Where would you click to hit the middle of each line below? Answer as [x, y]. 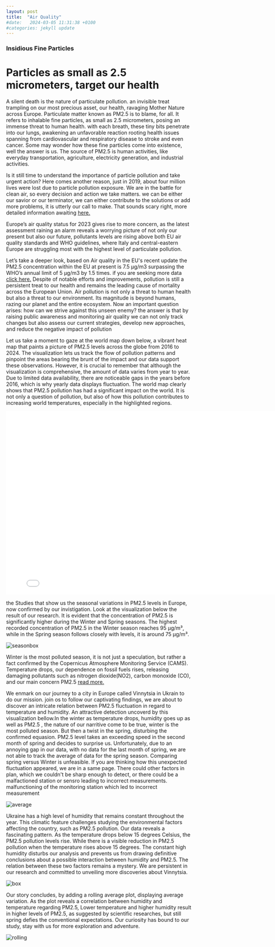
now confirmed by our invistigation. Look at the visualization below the [92, 609]
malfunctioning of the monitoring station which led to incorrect [82, 787]
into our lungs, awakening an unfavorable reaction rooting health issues [93, 133]
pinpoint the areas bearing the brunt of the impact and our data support [93, 360]
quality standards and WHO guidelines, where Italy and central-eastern [92, 243]
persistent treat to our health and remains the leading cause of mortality [93, 286]
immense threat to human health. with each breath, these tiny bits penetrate [98, 126]
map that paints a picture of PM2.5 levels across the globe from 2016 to [93, 347]
